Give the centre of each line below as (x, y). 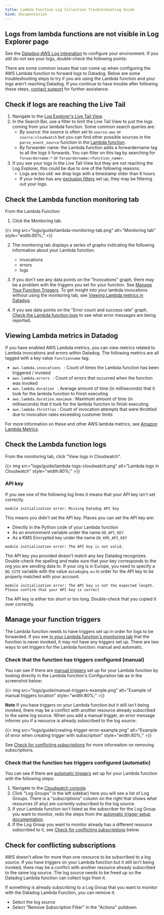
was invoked (25, 383)
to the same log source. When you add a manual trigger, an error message (80, 715)
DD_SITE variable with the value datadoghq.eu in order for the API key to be (80, 571)
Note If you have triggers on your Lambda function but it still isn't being (77, 705)
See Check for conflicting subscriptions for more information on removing (80, 745)
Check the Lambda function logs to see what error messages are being (84, 315)
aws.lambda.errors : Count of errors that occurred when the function (82, 378)
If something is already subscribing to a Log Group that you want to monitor (81, 888)
